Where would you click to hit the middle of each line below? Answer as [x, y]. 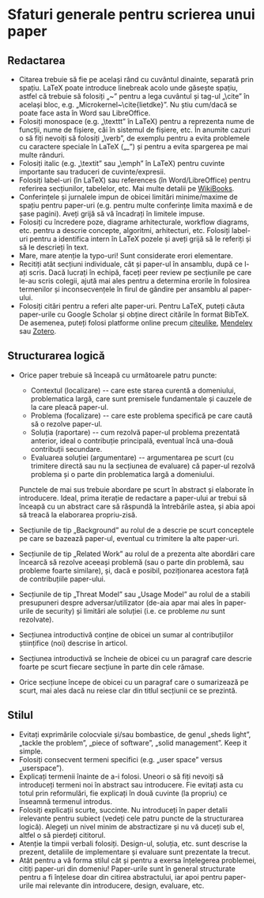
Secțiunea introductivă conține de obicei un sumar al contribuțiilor [126, 634]
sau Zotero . [38, 331]
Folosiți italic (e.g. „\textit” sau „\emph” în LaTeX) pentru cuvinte [122, 163]
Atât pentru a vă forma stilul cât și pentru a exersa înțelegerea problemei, [138, 860]
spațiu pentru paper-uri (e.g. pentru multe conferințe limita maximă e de [136, 205]
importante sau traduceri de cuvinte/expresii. [92, 172]
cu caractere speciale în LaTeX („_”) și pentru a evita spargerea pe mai [133, 147]
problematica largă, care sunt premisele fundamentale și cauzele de [141, 398]
